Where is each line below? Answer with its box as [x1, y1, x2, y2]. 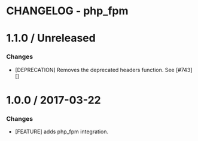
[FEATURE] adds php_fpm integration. [14, 128, 109, 135]
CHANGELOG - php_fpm [6, 4, 129, 18]
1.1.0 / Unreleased [6, 32, 96, 45]
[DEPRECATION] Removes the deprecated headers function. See [14, 66, 175, 73]
